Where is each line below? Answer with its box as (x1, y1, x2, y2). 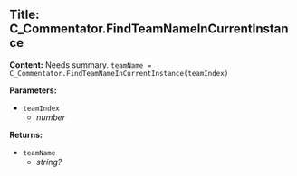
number (35, 112, 66, 123)
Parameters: (9, 85, 57, 96)
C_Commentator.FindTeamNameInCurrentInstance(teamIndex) (9, 69, 229, 78)
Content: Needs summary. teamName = (9, 59, 152, 70)
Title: (9, 7, 40, 23)
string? (35, 156, 62, 167)
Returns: (9, 129, 43, 140)
